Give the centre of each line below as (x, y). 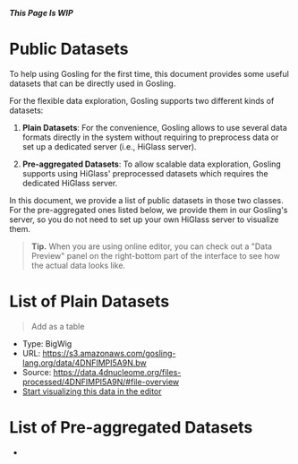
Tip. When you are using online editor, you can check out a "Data (152, 246)
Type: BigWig (47, 343)
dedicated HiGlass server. (70, 183)
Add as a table (58, 326)
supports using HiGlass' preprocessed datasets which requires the (145, 173)
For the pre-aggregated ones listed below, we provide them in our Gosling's (149, 210)
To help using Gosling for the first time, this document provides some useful (149, 73)
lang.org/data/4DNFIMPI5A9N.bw (85, 363)
